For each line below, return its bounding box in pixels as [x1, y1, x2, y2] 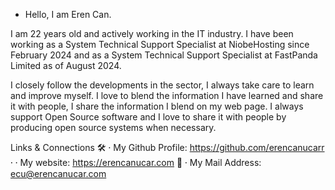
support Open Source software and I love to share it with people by [10, 111, 287, 123]
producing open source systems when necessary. [10, 122, 217, 133]
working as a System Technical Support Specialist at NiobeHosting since [10, 39, 310, 50]
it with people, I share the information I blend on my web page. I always [10, 100, 304, 112]
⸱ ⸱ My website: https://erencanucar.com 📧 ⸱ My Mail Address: [10, 157, 262, 168]
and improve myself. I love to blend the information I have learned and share [10, 90, 324, 101]
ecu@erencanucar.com [10, 168, 107, 179]
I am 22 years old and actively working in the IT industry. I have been [10, 28, 294, 39]
